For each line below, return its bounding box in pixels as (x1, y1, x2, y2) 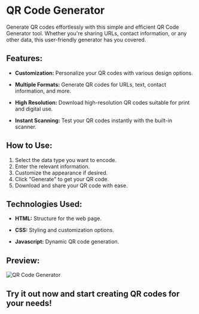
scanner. (14, 123, 37, 130)
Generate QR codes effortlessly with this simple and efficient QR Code (6, 23, 179, 31)
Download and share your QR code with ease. (14, 182, 128, 189)
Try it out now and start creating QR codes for (6, 288, 180, 299)
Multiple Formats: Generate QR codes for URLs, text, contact (14, 81, 166, 88)
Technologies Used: (6, 199, 82, 209)
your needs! (6, 298, 52, 308)
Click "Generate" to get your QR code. (14, 175, 109, 182)
